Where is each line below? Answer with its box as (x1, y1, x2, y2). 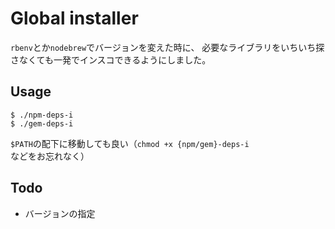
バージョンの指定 (24, 207, 96, 219)
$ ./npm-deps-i (10, 110, 74, 120)
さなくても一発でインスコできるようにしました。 (10, 53, 212, 66)
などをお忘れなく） (10, 150, 90, 162)
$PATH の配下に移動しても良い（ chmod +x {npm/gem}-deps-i (10, 137, 250, 149)
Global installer (10, 7, 139, 30)
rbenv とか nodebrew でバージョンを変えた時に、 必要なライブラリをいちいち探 (10, 41, 325, 53)
